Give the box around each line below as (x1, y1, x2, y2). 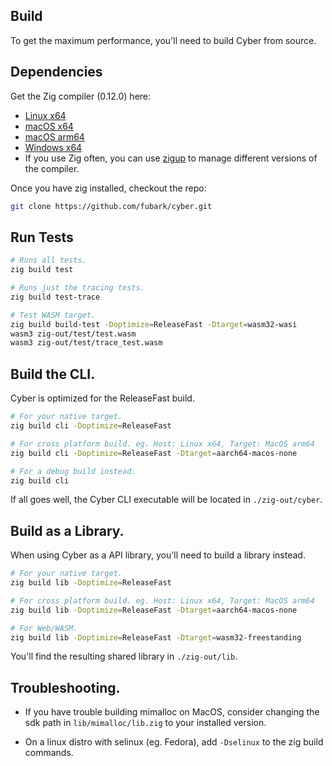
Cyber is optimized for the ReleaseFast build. (10, 392, 195, 404)
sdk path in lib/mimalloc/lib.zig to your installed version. (24, 717, 267, 729)
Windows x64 (24, 141, 83, 153)
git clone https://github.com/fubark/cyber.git (10, 201, 213, 211)
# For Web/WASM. (10, 623, 78, 633)
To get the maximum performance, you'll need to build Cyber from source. (10, 34, 317, 46)
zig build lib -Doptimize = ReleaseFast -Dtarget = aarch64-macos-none (10, 605, 298, 615)
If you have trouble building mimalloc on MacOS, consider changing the (24, 706, 320, 718)
